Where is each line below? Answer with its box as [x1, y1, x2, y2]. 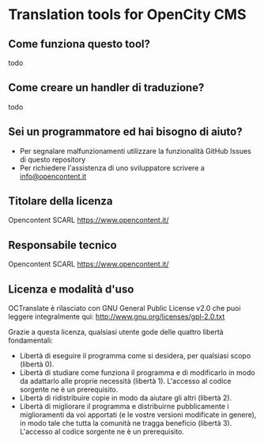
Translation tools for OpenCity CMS [8, 6, 247, 24]
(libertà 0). [19, 359, 55, 369]
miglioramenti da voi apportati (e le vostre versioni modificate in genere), [19, 410, 257, 419]
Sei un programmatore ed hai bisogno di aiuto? [8, 125, 243, 139]
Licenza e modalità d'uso [8, 282, 134, 296]
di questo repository [19, 155, 86, 164]
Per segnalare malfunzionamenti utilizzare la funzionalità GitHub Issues [19, 146, 251, 155]
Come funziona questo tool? [8, 37, 151, 51]
